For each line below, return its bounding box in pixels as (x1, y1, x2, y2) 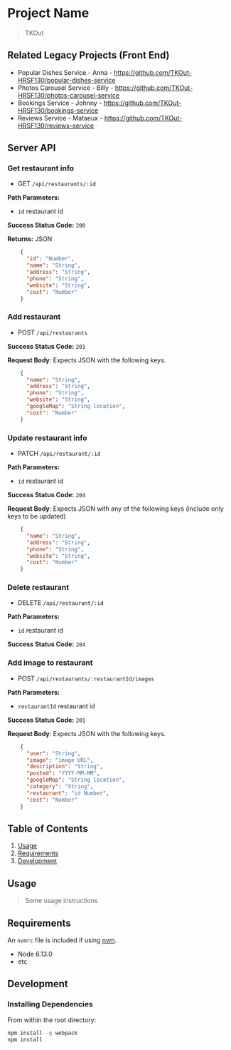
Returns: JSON (7, 235, 53, 243)
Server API (7, 142, 56, 154)
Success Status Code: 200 (7, 221, 86, 230)
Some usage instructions (24, 897, 98, 905)
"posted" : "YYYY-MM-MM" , (26, 770, 100, 777)
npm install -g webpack (7, 1029, 78, 1036)
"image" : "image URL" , (26, 756, 94, 764)
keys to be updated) (7, 512, 66, 521)
